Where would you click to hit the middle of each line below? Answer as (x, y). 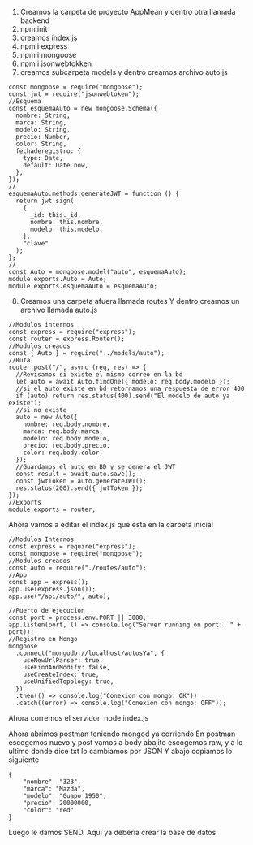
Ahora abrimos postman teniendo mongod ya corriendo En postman (122, 734)
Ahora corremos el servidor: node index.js (79, 718)
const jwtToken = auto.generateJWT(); (81, 481)
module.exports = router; (52, 509)
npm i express (44, 46)
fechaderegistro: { (49, 151)
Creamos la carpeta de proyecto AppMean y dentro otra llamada (128, 12)
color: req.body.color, (63, 453)
